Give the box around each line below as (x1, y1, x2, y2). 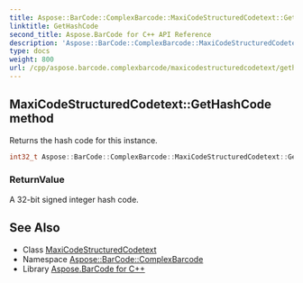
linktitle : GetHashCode (9, 22, 99, 31)
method (9, 111, 54, 126)
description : (9, 38, 59, 48)
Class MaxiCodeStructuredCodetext (22, 244, 157, 255)
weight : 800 (9, 55, 54, 64)
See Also (9, 220, 60, 235)
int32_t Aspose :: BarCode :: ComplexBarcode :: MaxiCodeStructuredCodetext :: (9, 152, 289, 161)
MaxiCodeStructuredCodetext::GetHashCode (9, 96, 272, 113)
